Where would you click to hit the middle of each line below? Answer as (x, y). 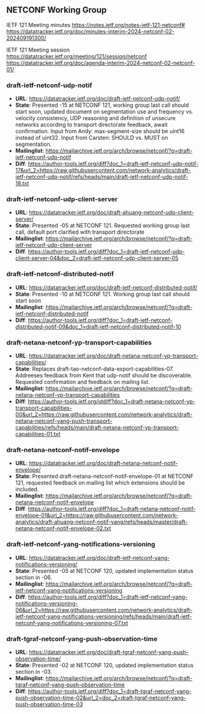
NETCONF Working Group (57, 10)
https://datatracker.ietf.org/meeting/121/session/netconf (77, 56)
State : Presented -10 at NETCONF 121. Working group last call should (102, 294)
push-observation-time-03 (49, 704)
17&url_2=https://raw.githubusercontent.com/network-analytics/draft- (103, 171)
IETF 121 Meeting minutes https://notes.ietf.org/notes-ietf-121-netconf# (96, 25)
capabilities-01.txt (38, 434)
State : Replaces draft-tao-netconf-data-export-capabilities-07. (95, 369)
